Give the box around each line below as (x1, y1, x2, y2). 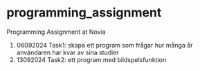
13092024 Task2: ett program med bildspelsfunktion (16, 55, 167, 63)
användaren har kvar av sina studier (16, 48, 119, 57)
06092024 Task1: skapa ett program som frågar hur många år (16, 41, 193, 49)
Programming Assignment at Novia (6, 28, 106, 36)
